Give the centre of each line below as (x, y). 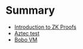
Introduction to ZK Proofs (45, 27)
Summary (30, 10)
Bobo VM (26, 39)
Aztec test (27, 33)
